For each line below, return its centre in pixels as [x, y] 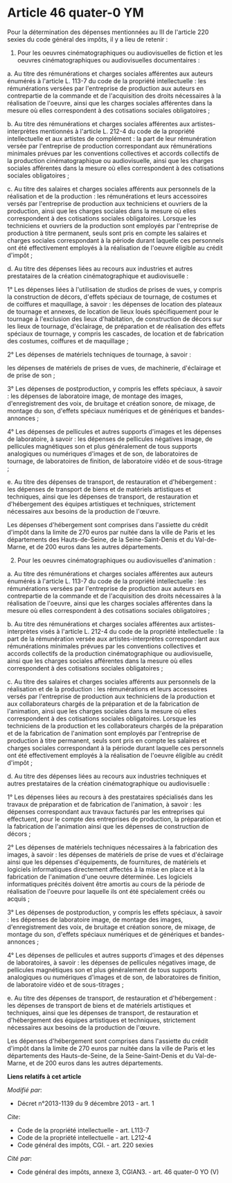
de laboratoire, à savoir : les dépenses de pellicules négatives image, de [110, 439]
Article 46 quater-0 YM [75, 13]
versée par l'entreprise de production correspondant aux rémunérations [110, 146]
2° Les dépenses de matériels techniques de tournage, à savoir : [99, 354]
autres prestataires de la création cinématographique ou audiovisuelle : [108, 783]
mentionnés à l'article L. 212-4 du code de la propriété [117, 131]
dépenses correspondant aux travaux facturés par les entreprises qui [106, 811]
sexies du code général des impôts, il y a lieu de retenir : [88, 39]
